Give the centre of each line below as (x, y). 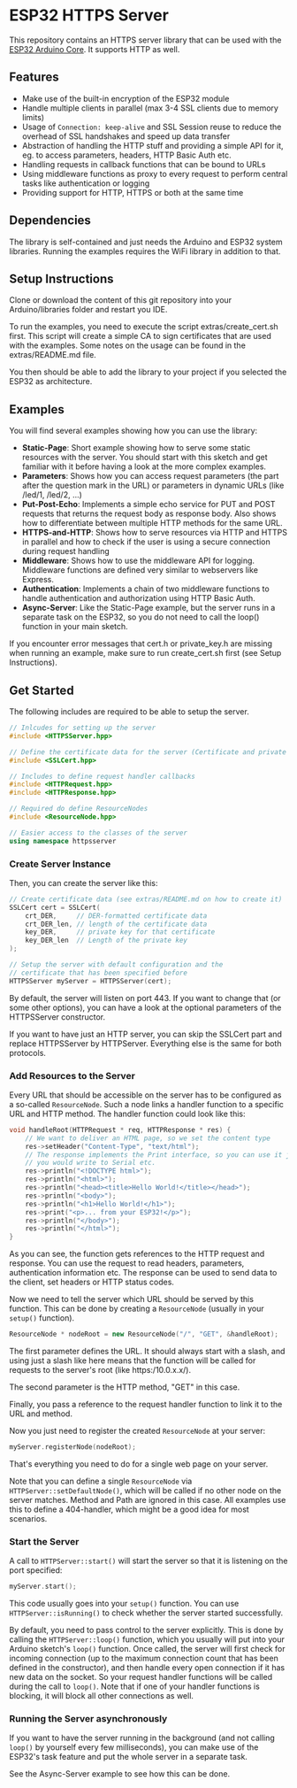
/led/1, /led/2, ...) (52, 495)
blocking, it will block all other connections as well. (102, 1696)
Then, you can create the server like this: (84, 882)
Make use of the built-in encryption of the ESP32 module (126, 98)
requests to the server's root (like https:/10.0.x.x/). (100, 1370)
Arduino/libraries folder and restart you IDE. (88, 310)
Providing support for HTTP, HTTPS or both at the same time (133, 192)
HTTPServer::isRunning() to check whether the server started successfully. (146, 1613)
